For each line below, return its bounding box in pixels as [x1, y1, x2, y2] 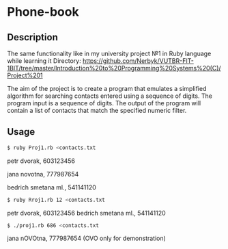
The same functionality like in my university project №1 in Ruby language [7, 49, 212, 57]
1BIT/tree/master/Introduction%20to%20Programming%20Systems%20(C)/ [7, 64, 221, 72]
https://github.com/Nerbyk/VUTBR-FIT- [82, 57, 195, 65]
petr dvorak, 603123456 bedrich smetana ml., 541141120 [7, 209, 166, 217]
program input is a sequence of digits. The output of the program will [7, 99, 201, 107]
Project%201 [7, 71, 43, 79]
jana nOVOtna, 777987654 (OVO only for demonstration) [7, 234, 166, 243]
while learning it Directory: [7, 57, 81, 65]
